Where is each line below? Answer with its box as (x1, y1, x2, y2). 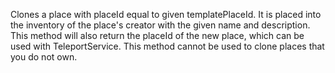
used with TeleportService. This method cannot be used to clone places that (10, 40, 325, 52)
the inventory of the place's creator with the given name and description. (10, 19, 311, 31)
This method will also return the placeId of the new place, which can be (10, 30, 305, 41)
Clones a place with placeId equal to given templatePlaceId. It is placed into (10, 9, 322, 20)
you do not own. (10, 51, 78, 63)
